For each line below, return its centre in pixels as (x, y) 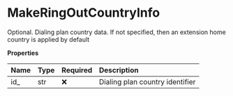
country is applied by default (48, 39)
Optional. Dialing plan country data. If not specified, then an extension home (117, 32)
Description (119, 70)
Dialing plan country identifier (147, 81)
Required (77, 70)
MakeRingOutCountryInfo (84, 13)
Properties (23, 53)
